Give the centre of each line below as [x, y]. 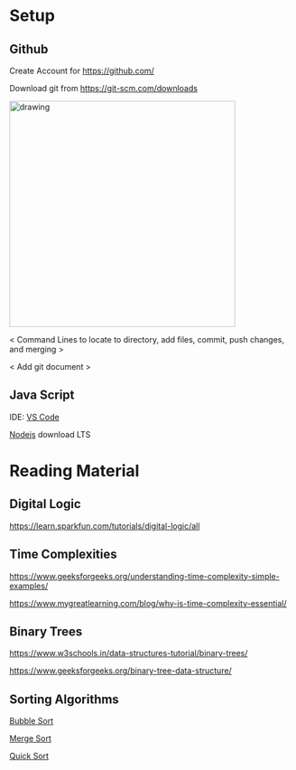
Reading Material [74, 471]
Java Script [42, 395]
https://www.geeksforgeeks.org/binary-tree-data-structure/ [120, 671]
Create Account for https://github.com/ [82, 70]
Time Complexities [63, 554]
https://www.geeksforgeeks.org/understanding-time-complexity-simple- [144, 576]
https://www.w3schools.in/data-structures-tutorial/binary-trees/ [129, 653]
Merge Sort [30, 738]
